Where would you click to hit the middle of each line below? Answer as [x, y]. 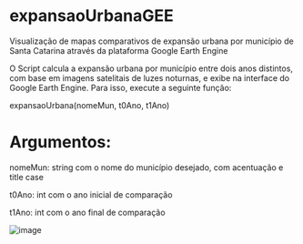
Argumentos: [61, 142]
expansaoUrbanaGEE [92, 16]
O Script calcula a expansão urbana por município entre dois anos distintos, [151, 68]
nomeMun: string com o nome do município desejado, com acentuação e [146, 167]
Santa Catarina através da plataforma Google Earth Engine [119, 50]
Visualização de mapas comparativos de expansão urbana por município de [151, 41]
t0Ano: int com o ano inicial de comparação [91, 194]
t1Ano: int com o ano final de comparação [87, 212]
